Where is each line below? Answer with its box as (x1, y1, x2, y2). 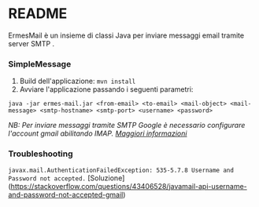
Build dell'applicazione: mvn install (19, 76, 136, 86)
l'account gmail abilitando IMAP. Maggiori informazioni (8, 129, 187, 138)
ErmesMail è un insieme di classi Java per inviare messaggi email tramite (8, 31, 245, 40)
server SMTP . (8, 38, 55, 48)
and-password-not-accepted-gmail (8, 190, 124, 199)
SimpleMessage (8, 58, 72, 69)
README (8, 5, 68, 23)
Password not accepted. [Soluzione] (8, 173, 125, 183)
